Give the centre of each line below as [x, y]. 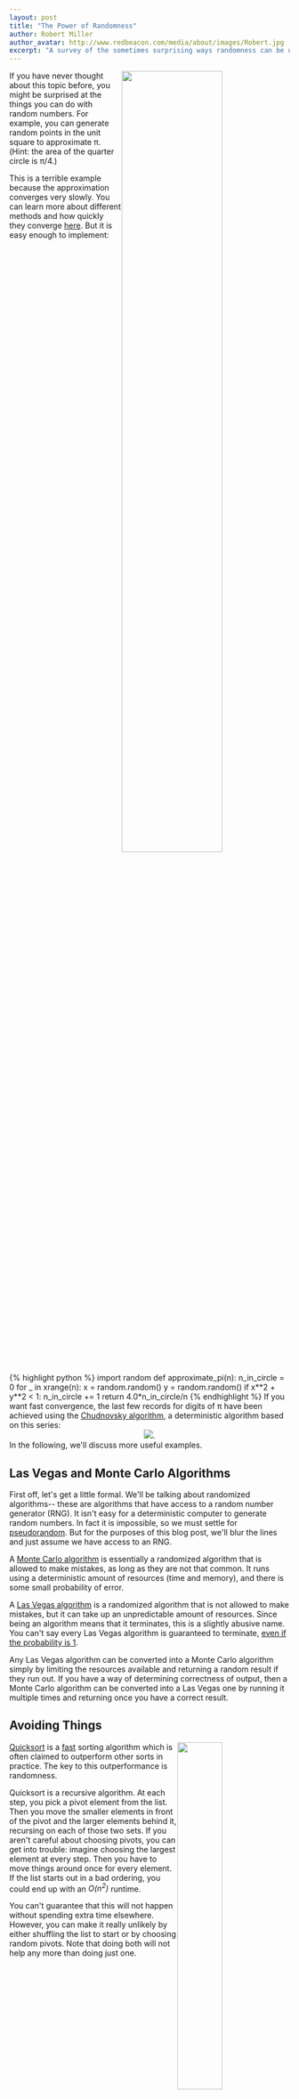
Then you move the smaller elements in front [91, 1811]
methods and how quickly [57, 216]
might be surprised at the [56, 95]
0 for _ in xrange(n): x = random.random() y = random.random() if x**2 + [142, 1387]
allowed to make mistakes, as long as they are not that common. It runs [139, 1568]
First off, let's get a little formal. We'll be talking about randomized [130, 1494]
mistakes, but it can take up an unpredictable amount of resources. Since [143, 1614]
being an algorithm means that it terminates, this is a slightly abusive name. [147, 1623]
